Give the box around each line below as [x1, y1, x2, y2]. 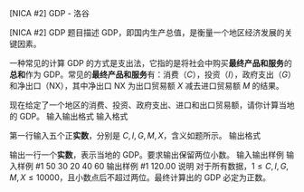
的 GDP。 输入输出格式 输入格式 [9, 111, 128, 121]
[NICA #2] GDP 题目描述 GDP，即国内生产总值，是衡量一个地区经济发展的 [9, 27, 285, 38]
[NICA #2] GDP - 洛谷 [9, 8, 90, 18]
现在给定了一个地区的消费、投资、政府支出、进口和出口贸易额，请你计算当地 [9, 100, 295, 110]
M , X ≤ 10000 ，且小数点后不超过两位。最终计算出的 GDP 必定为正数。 [9, 172, 271, 183]
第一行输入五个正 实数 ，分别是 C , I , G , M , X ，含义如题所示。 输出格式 [9, 130, 261, 140]
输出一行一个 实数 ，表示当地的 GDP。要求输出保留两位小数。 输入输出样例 [9, 149, 285, 160]
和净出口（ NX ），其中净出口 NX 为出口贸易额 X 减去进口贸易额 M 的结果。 [9, 81, 285, 91]
